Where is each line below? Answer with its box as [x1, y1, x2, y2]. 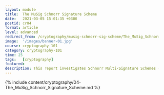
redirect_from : [5, 35, 36, 39]
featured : [5, 61, 25, 66]
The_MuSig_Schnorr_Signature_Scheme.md [5, 85, 93, 90]
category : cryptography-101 [5, 48, 62, 53]
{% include [5, 79, 27, 85]
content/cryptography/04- [28, 79, 82, 85]
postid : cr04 [5, 20, 32, 26]
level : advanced [5, 30, 38, 35]
